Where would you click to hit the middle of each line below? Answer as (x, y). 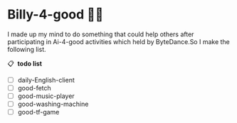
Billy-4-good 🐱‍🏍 (56, 15)
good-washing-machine (53, 104)
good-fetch (34, 88)
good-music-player (46, 96)
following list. (27, 49)
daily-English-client (46, 80)
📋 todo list (25, 63)
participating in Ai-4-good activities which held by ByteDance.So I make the (118, 41)
